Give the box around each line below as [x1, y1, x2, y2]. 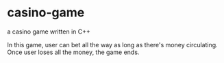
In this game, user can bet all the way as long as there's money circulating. [7, 40, 218, 49]
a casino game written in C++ [7, 27, 90, 36]
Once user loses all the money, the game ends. [7, 48, 140, 56]
